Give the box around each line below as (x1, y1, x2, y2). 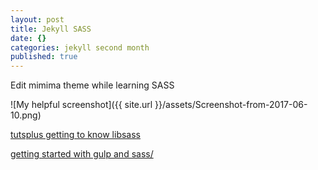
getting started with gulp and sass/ (10, 148, 154, 160)
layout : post (10, 14, 65, 25)
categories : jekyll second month (10, 42, 150, 53)
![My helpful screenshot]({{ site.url (10, 99, 153, 111)
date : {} (10, 33, 47, 43)
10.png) (10, 109, 42, 121)
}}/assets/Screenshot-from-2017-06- (154, 99, 308, 111)
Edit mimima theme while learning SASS (10, 79, 175, 91)
